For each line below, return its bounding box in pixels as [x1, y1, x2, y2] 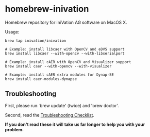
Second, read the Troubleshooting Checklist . [5, 112, 95, 118]
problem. [5, 126, 24, 132]
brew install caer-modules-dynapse [5, 76, 77, 81]
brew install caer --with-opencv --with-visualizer [5, 64, 112, 68]
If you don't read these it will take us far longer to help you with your [5, 121, 145, 127]
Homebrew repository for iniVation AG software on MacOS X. [5, 19, 127, 25]
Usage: [5, 29, 19, 34]
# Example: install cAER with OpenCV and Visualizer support [5, 59, 132, 64]
